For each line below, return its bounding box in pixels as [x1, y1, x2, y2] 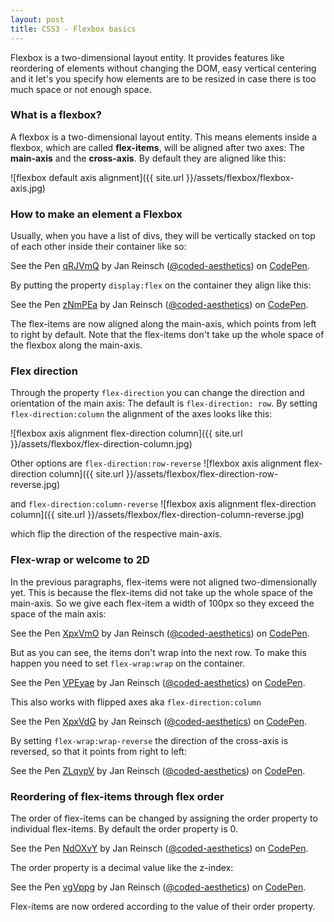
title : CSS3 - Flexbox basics [10, 24, 137, 34]
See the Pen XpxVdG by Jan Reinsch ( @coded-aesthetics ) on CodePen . [10, 715, 308, 727]
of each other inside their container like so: [10, 241, 187, 253]
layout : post [10, 14, 65, 25]
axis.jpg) [10, 182, 46, 194]
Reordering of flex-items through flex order [10, 789, 225, 803]
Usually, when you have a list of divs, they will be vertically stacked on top [10, 230, 316, 242]
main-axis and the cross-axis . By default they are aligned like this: [10, 152, 287, 164]
